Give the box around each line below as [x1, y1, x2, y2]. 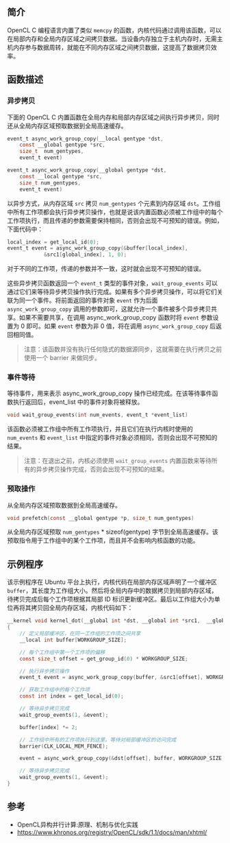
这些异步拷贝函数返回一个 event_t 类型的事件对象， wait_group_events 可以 [7, 279, 218, 287]
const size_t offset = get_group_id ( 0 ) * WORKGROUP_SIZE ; [19, 655, 188, 662]
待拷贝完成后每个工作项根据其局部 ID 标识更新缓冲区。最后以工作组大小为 [7, 595, 214, 604]
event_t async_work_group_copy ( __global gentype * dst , [7, 167, 167, 174]
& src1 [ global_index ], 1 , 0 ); [43, 251, 127, 259]
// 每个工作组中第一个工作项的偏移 [19, 649, 105, 656]
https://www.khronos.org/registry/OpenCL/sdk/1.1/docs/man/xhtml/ [16, 828, 207, 836]
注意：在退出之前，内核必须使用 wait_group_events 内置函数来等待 [23, 457, 212, 465]
